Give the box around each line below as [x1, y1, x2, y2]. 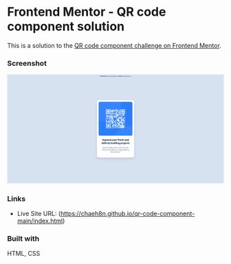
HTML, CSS [7, 250, 41, 258]
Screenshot [7, 58, 47, 68]
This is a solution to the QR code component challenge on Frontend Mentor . [7, 41, 221, 49]
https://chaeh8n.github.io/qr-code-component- [60, 210, 195, 217]
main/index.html [16, 217, 63, 225]
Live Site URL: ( [16, 210, 61, 217]
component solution [7, 19, 125, 34]
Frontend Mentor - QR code [7, 4, 166, 20]
